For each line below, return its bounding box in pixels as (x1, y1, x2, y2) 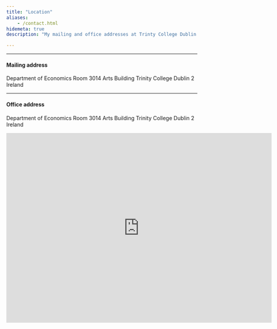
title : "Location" (6, 8, 53, 15)
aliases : (6, 15, 28, 21)
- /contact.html (17, 20, 59, 26)
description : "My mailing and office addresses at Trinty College (6, 32, 178, 38)
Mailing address (6, 61, 48, 69)
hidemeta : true (6, 25, 45, 32)
